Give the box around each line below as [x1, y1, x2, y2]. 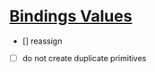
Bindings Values [9, 6, 133, 27]
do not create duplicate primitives [22, 52, 147, 63]
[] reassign [22, 36, 63, 46]
